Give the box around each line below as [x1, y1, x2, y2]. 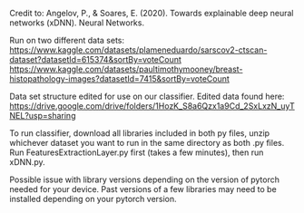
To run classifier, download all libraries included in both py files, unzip [9, 128, 270, 139]
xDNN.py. [9, 157, 45, 167]
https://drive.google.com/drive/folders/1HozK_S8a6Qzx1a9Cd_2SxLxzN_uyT [9, 101, 295, 111]
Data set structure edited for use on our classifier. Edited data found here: [9, 91, 285, 102]
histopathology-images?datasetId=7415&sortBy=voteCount [9, 73, 230, 84]
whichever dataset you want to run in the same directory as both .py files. [9, 138, 285, 148]
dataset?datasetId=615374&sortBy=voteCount [9, 54, 181, 64]
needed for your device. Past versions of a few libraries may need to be [9, 184, 277, 194]
